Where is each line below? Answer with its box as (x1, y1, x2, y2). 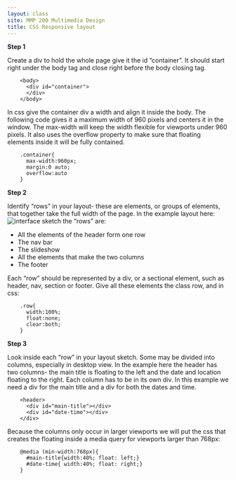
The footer (17, 261, 48, 269)
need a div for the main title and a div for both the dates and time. (7, 383, 197, 391)
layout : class (7, 10, 49, 18)
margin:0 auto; (25, 164, 71, 171)
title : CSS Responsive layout (7, 23, 96, 30)
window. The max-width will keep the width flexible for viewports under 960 (7, 123, 228, 131)
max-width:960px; (25, 157, 77, 165)
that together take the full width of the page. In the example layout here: (7, 209, 216, 218)
